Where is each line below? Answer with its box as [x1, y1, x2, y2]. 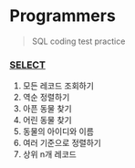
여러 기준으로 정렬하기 [22, 138, 102, 149]
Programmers [9, 5, 116, 26]
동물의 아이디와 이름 [22, 126, 94, 137]
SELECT [9, 58, 46, 71]
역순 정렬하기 [22, 92, 70, 103]
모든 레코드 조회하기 [22, 80, 94, 91]
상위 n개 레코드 [22, 149, 78, 160]
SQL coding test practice [31, 36, 126, 47]
